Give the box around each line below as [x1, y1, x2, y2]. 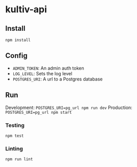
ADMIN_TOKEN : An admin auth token [12, 65, 84, 71]
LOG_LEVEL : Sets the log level [12, 70, 73, 76]
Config [5, 51, 28, 60]
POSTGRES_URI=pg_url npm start [5, 110, 72, 115]
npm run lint [5, 157, 33, 162]
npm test [5, 133, 24, 138]
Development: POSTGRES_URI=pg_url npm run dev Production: [5, 104, 133, 111]
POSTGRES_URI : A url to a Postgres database [12, 76, 103, 82]
